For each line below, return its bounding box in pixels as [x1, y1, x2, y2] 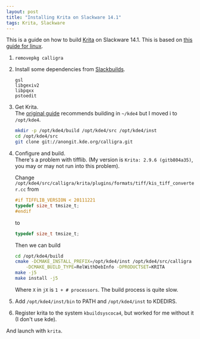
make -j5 [14, 270, 37, 276]
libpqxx [14, 88, 34, 94]
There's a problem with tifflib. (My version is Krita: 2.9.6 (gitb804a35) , [14, 156, 193, 163]
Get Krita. [14, 103, 39, 111]
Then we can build [14, 242, 61, 249]
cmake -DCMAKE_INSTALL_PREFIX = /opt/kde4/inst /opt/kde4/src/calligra [14, 258, 192, 265]
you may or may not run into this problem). [14, 163, 120, 169]
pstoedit [14, 93, 37, 99]
